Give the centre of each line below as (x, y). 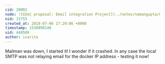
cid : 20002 (16, 10)
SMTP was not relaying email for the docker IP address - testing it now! (77, 56)
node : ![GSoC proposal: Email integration (49, 14)
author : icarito (22, 37)
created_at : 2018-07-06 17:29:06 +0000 (46, 23)
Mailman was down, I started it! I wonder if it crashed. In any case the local (81, 51)
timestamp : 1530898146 (28, 28)
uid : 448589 (17, 32)
